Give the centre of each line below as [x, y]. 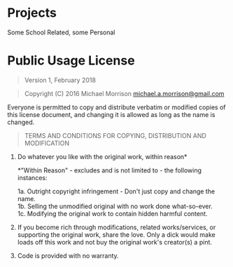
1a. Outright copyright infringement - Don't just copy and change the [116, 191]
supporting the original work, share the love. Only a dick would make [116, 234]
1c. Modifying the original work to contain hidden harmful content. [112, 213]
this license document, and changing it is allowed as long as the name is [111, 114]
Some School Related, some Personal [61, 32]
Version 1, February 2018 [60, 80]
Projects [32, 13]
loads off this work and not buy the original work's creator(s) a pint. [114, 242]
